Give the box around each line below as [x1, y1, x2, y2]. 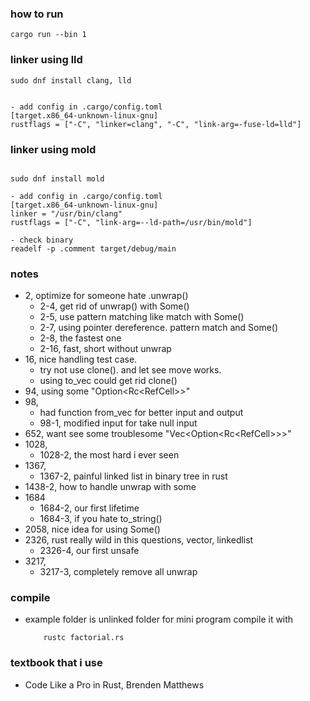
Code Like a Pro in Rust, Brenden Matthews [24, 678, 205, 691]
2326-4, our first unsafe [39, 545, 140, 557]
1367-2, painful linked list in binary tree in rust [39, 470, 228, 482]
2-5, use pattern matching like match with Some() [39, 311, 245, 323]
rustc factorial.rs [43, 633, 125, 643]
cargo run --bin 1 [10, 30, 87, 40]
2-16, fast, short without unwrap [39, 343, 172, 355]
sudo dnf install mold [10, 173, 105, 184]
